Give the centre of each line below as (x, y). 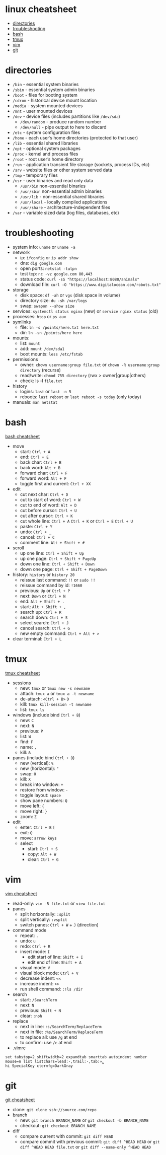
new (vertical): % (37, 763)
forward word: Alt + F (43, 478)
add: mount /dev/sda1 (42, 348)
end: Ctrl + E (34, 457)
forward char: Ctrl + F (44, 473)
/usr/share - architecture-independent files (65, 207)
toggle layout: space (40, 795)
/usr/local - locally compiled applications (64, 202)
